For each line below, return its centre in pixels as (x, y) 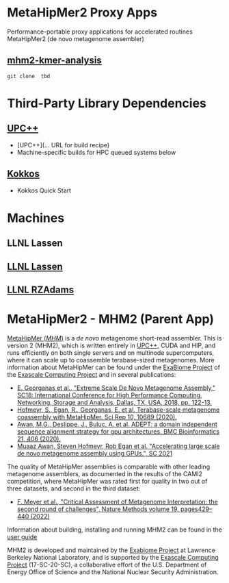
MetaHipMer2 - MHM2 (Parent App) (110, 319)
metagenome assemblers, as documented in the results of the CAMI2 (105, 473)
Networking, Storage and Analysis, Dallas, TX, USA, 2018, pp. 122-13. (114, 402)
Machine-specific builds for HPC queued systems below (96, 152)
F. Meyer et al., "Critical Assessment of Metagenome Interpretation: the (118, 501)
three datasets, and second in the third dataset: (74, 488)
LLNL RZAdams (40, 289)
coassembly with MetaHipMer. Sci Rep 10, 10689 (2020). (97, 417)
